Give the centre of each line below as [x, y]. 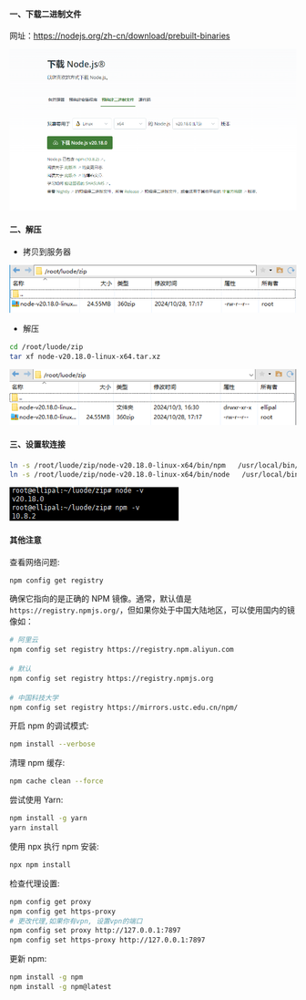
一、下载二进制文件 [46, 14]
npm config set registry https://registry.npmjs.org [112, 678]
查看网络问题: [35, 562]
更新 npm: [28, 959]
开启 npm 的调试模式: [49, 726]
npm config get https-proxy [63, 912]
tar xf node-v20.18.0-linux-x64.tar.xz [85, 356]
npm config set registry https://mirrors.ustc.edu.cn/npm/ [124, 707]
